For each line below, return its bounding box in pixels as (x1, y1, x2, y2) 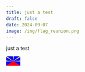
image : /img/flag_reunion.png (6, 28, 80, 34)
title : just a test (6, 9, 54, 15)
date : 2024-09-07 (6, 22, 48, 28)
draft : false (6, 15, 38, 22)
